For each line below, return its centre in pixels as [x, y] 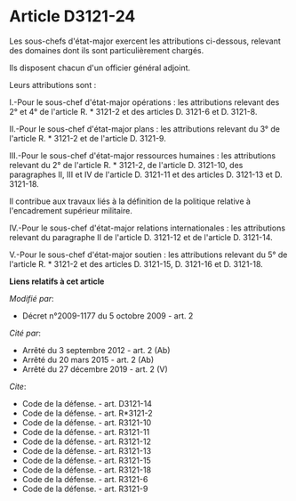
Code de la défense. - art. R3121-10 [87, 422]
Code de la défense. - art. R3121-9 [85, 489]
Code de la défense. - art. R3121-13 [87, 450]
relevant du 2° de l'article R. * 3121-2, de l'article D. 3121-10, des [126, 165]
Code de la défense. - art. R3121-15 [86, 460]
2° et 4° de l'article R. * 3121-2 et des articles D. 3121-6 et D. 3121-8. [133, 111]
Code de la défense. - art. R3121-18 [87, 470]
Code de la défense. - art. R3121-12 [86, 441]
